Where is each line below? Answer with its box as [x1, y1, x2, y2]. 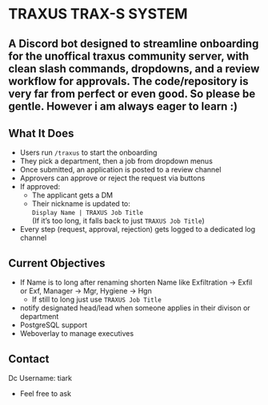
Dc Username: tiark [8, 374, 73, 383]
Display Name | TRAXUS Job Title [31, 209, 144, 217]
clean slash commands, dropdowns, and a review [8, 62, 260, 75]
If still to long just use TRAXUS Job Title [31, 294, 162, 305]
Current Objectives [8, 256, 106, 269]
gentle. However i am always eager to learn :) [8, 99, 238, 113]
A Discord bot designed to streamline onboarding [8, 37, 259, 51]
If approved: [19, 182, 61, 192]
